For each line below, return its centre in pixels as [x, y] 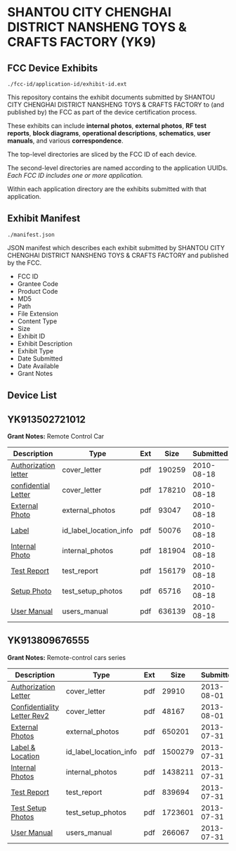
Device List [32, 395]
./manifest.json [31, 235]
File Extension [38, 313]
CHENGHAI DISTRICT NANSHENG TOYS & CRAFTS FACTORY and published [118, 255]
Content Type [37, 321]
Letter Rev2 [30, 715]
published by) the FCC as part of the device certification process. [102, 112]
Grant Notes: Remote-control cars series [67, 657]
